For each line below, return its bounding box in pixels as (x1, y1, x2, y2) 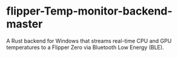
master (6, 17, 43, 31)
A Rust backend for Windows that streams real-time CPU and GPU (6, 37, 172, 44)
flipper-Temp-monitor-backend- (6, 4, 173, 18)
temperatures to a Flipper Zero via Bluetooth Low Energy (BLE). (6, 44, 165, 51)
